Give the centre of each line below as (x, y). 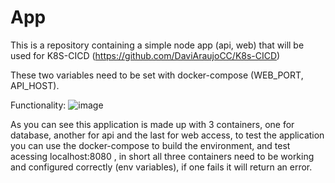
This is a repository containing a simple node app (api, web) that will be (157, 45)
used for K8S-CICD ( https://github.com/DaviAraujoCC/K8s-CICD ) (145, 55)
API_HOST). (35, 85)
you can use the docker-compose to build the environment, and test (150, 145)
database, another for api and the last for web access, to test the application (167, 135)
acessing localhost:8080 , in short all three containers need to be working (162, 156)
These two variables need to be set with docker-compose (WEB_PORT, (157, 75)
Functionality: (38, 105)
